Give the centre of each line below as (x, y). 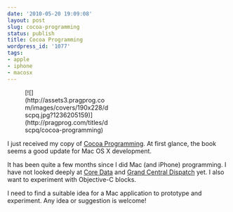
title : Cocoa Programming (45, 40)
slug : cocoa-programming (44, 27)
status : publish (31, 33)
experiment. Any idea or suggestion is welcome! (77, 200)
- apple (19, 60)
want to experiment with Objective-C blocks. (72, 179)
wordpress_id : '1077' (39, 46)
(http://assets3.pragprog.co (65, 100)
